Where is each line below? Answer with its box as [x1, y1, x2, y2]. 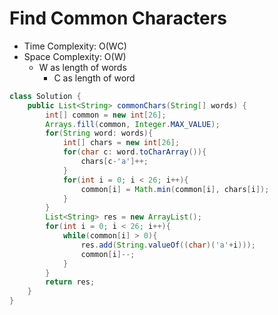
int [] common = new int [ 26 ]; [45, 110, 167, 120]
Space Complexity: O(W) [23, 50, 127, 62]
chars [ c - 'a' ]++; [80, 157, 149, 167]
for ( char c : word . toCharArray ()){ [62, 147, 207, 157]
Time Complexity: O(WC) [23, 40, 127, 52]
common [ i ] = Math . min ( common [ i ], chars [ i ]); [80, 184, 270, 194]
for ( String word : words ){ [45, 128, 154, 139]
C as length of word [53, 72, 136, 84]
